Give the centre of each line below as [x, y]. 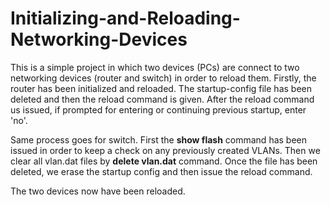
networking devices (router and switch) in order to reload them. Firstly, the [163, 78]
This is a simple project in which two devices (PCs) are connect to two [155, 67]
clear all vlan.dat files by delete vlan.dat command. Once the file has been [164, 161]
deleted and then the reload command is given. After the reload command [162, 99]
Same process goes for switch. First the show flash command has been [159, 139]
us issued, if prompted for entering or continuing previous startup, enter [158, 109]
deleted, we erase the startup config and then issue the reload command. [161, 171]
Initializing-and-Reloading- [125, 18]
